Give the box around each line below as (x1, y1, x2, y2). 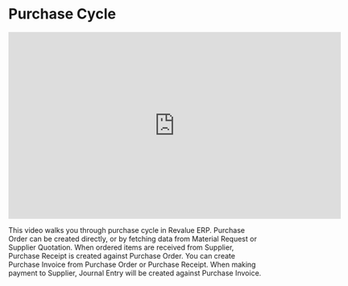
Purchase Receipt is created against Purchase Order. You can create (8, 251, 236, 260)
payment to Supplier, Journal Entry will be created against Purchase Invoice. (8, 267, 262, 278)
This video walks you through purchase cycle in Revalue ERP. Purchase (8, 225, 246, 234)
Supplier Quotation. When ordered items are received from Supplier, (8, 242, 234, 252)
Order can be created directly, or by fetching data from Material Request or (8, 234, 258, 243)
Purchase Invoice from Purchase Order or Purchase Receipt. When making (8, 259, 256, 269)
